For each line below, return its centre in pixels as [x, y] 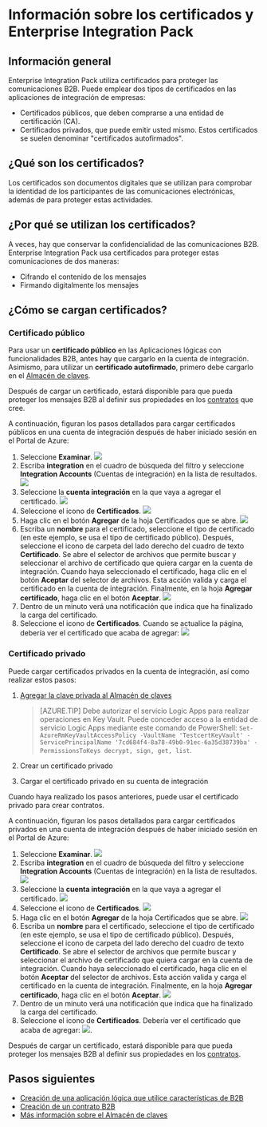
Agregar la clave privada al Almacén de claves [96, 695]
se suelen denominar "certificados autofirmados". [101, 138]
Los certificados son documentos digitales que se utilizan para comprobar [130, 182]
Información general [60, 61]
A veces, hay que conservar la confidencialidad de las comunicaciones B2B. [133, 244]
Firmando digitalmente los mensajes [79, 285]
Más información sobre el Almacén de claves [94, 1115]
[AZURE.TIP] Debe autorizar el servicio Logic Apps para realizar [144, 711]
